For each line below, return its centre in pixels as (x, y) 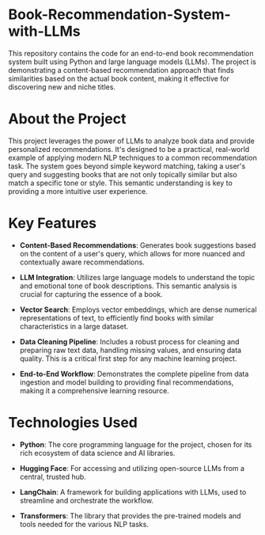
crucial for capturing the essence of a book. (91, 294)
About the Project (67, 119)
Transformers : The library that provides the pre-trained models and (130, 515)
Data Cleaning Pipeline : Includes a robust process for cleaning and (129, 341)
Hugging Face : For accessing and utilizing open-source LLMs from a (132, 468)
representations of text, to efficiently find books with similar (117, 317)
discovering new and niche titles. (62, 87)
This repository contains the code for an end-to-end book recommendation (131, 53)
